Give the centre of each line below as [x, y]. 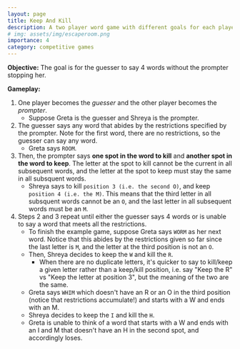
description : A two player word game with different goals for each [111, 27]
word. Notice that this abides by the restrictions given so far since [125, 239]
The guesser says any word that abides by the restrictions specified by [122, 125]
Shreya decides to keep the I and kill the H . [91, 315]
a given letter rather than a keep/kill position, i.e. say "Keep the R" [136, 269]
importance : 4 [29, 41]
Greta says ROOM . [52, 148]
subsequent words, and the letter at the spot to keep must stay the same [125, 171]
